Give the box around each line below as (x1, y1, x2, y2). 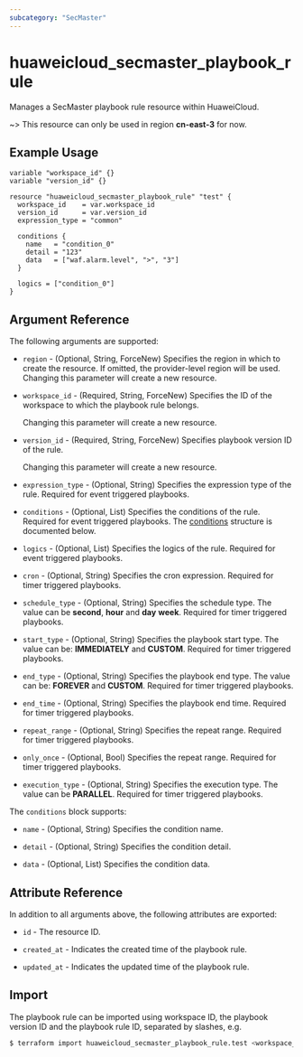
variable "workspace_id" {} (9, 169, 115, 178)
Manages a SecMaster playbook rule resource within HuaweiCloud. (9, 101, 260, 112)
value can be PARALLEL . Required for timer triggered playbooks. (22, 789, 263, 800)
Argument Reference (9, 312, 130, 327)
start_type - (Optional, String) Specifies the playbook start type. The (22, 634, 280, 645)
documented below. (22, 526, 96, 537)
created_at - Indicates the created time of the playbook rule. (22, 944, 248, 954)
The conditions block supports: (9, 806, 127, 818)
